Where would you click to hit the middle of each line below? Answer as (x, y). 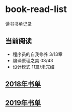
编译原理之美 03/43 (33, 60)
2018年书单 (23, 84)
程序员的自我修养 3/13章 (38, 54)
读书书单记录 (18, 24)
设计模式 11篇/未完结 (33, 67)
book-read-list (36, 9)
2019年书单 (23, 103)
